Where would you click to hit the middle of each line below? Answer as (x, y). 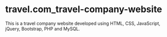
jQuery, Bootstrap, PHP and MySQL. (43, 28)
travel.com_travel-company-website (84, 9)
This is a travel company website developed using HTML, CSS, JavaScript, (83, 23)
